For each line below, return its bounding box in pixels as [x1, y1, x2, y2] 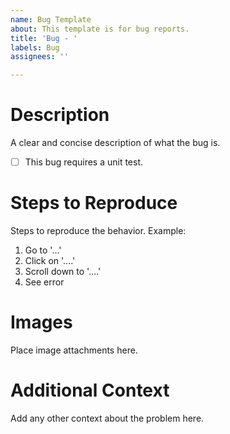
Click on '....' [24, 255, 76, 267]
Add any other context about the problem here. [10, 412, 205, 424]
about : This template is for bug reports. [10, 24, 190, 34]
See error [24, 276, 65, 288]
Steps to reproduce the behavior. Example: [10, 225, 187, 237]
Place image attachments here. [10, 344, 138, 356]
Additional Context [10, 379, 170, 402]
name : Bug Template [10, 14, 92, 25]
